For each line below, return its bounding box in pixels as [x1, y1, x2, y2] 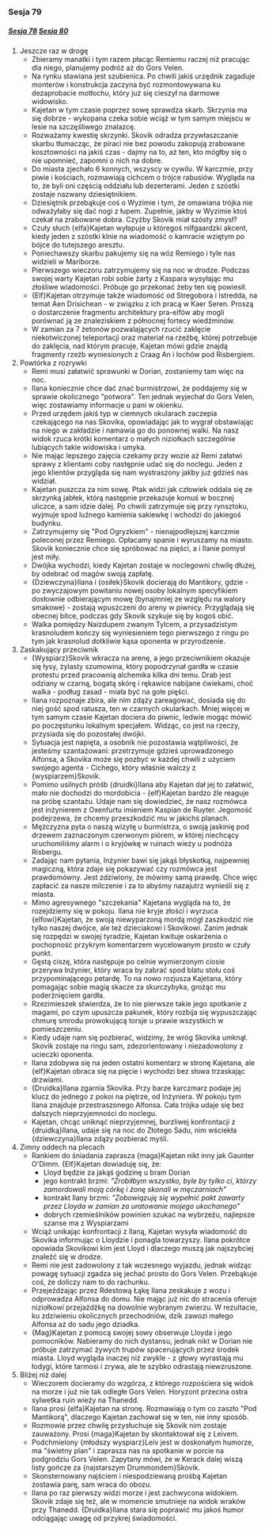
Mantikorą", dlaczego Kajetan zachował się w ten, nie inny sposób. [31, 1412, 249, 1421]
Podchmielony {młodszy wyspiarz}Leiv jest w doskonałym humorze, [31, 1437, 255, 1447]
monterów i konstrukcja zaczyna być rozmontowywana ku [31, 79, 221, 89]
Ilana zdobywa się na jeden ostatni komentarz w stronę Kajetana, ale [31, 1058, 256, 1067]
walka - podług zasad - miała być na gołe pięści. [31, 687, 190, 696]
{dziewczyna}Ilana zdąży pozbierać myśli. [31, 1133, 169, 1143]
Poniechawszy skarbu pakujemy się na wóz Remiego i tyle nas [31, 248, 236, 258]
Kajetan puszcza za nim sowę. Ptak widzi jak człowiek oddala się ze [31, 484, 253, 494]
